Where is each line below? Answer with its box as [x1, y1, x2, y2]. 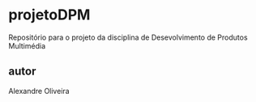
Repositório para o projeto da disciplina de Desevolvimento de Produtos [8, 32, 249, 42]
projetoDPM [8, 6, 91, 24]
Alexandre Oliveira [8, 86, 70, 96]
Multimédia [8, 40, 46, 50]
